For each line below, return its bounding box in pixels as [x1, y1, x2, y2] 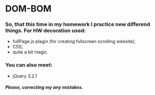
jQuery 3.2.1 [12, 73, 38, 79]
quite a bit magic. [12, 49, 49, 55]
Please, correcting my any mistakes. [5, 84, 84, 90]
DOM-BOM [5, 3, 52, 14]
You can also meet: [5, 61, 53, 68]
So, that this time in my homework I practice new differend [5, 21, 150, 28]
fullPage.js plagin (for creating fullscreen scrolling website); [12, 38, 136, 44]
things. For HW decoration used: [5, 27, 86, 34]
